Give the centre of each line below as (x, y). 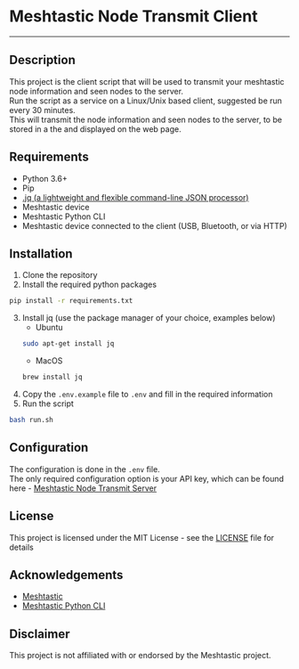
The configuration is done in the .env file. (85, 469)
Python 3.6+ (45, 178)
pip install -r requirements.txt (71, 301)
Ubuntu (49, 328)
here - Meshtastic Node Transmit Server (83, 488)
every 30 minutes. (42, 110)
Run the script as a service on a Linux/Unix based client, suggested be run (146, 101)
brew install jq (52, 377)
